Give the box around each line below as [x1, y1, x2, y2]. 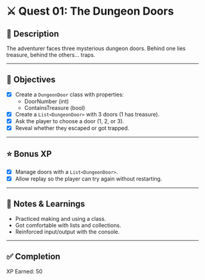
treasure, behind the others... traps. [6, 51, 96, 59]
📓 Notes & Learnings [6, 199, 85, 209]
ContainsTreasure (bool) [24, 104, 85, 111]
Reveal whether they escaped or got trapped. [15, 124, 129, 132]
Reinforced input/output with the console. [15, 228, 120, 235]
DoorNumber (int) [24, 98, 69, 105]
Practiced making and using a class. [15, 215, 106, 222]
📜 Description [6, 29, 59, 39]
